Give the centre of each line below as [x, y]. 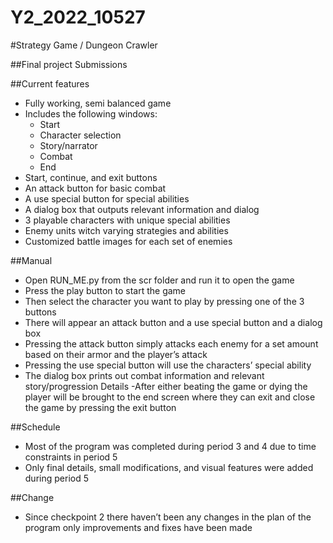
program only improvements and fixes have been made [138, 527]
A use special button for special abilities [107, 198]
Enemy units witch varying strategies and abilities [126, 230]
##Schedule [35, 427]
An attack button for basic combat [95, 188]
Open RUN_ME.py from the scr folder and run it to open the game [159, 280]
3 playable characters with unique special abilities [127, 220]
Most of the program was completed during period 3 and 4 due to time [170, 446]
